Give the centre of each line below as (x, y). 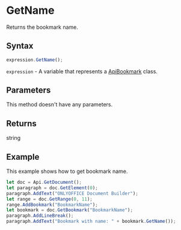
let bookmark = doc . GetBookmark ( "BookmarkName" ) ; (70, 210)
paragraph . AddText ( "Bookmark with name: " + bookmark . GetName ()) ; (91, 222)
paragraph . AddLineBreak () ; (40, 216)
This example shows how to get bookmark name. (67, 171)
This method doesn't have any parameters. (60, 104)
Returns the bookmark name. (42, 27)
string (14, 138)
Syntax (20, 46)
